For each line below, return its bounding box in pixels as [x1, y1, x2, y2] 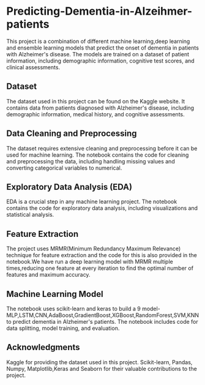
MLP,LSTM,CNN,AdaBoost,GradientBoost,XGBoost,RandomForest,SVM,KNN [6, 312, 199, 319]
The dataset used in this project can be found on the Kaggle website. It [6, 97, 185, 105]
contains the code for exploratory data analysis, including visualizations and [6, 204, 198, 212]
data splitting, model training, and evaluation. [6, 324, 120, 332]
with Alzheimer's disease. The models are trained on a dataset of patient [6, 50, 190, 58]
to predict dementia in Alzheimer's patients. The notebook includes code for [6, 318, 198, 325]
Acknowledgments [6, 342, 81, 353]
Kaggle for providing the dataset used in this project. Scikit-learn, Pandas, [6, 358, 193, 365]
